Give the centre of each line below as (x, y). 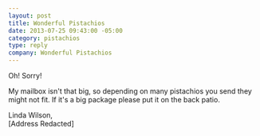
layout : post (30, 16)
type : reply (28, 46)
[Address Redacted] (41, 124)
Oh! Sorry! (25, 76)
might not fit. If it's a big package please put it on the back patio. (114, 100)
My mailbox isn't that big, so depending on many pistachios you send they (130, 91)
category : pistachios (44, 38)
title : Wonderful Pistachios (57, 23)
